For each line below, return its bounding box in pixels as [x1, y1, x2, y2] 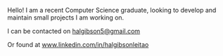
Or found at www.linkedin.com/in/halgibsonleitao [7, 41, 149, 48]
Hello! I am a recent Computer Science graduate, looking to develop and [7, 6, 217, 14]
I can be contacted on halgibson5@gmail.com [7, 27, 141, 35]
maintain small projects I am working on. [7, 13, 125, 22]
